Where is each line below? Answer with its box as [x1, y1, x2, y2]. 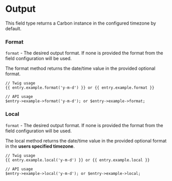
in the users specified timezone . [5, 143, 75, 149]
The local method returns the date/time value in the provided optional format [5, 137, 167, 144]
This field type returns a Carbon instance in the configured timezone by [5, 20, 156, 26]
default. [5, 25, 22, 31]
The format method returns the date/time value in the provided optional [5, 65, 156, 72]
